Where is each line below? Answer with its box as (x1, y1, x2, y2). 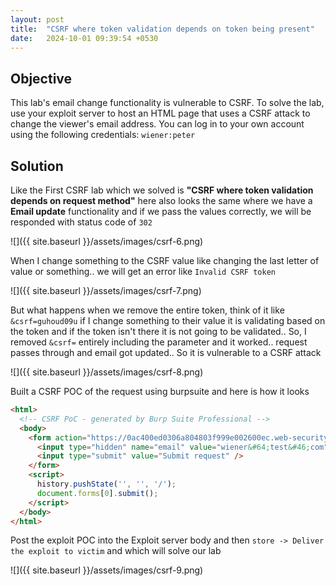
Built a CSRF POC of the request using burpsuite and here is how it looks (10, 386, 310, 397)
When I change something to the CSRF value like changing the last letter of (10, 255, 320, 266)
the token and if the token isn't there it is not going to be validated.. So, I (10, 326, 307, 337)
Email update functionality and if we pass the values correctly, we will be (10, 206, 312, 217)
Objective (10, 70, 73, 87)
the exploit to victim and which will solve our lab (10, 545, 222, 557)
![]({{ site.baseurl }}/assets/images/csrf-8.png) (10, 366, 204, 378)
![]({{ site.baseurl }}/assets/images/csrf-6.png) (10, 236, 204, 247)
